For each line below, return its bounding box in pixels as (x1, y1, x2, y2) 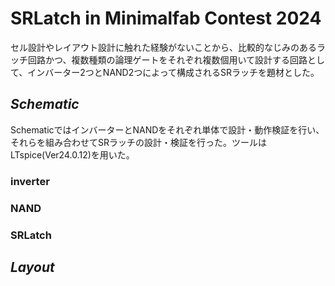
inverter (10, 174, 50, 188)
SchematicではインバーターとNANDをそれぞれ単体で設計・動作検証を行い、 (10, 123, 325, 136)
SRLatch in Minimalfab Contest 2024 (10, 7, 322, 30)
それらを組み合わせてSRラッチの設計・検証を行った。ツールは (10, 136, 267, 148)
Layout (10, 258, 55, 276)
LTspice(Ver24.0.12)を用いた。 (10, 148, 135, 161)
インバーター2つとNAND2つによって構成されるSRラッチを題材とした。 (27, 66, 320, 78)
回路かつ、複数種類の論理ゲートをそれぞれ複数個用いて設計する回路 (27, 53, 308, 66)
